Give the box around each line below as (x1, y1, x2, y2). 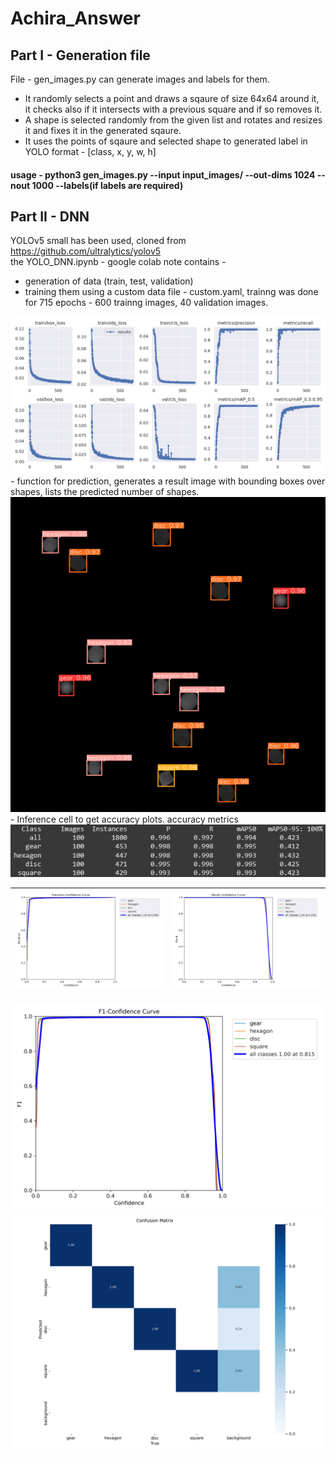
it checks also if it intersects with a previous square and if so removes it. (24, 103, 323, 115)
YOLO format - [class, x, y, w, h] (24, 146, 157, 157)
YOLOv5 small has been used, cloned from (10, 235, 187, 247)
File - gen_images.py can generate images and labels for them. (10, 73, 270, 85)
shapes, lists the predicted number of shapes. (10, 486, 200, 498)
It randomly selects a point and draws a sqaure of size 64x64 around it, (24, 93, 320, 104)
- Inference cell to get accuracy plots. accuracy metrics (10, 813, 239, 826)
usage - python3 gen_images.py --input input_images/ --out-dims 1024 (10, 168, 316, 181)
